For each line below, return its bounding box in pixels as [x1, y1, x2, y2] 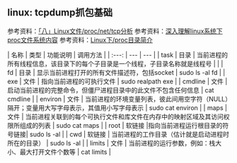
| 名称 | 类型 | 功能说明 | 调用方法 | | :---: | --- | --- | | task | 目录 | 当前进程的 [7, 50, 229, 59]
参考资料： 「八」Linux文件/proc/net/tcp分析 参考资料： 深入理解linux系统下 [7, 27, 223, 35]
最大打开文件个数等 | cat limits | [19, 147, 111, 156]
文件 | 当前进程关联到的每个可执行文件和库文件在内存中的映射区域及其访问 [7, 112, 224, 121]
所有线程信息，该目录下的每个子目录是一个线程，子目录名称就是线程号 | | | [7, 59, 224, 68]
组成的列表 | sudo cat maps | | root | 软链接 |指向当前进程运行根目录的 [19, 121, 223, 129]
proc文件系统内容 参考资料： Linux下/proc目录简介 [7, 35, 154, 44]
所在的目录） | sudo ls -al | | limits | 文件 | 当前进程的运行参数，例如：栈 [7, 138, 216, 147]
